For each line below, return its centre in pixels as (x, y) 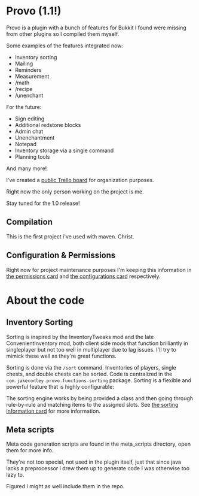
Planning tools (32, 156)
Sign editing (30, 119)
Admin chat (29, 131)
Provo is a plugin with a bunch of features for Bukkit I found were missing (96, 28)
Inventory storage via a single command (64, 150)
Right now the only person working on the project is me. (75, 191)
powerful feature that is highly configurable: (60, 386)
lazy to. (15, 475)
